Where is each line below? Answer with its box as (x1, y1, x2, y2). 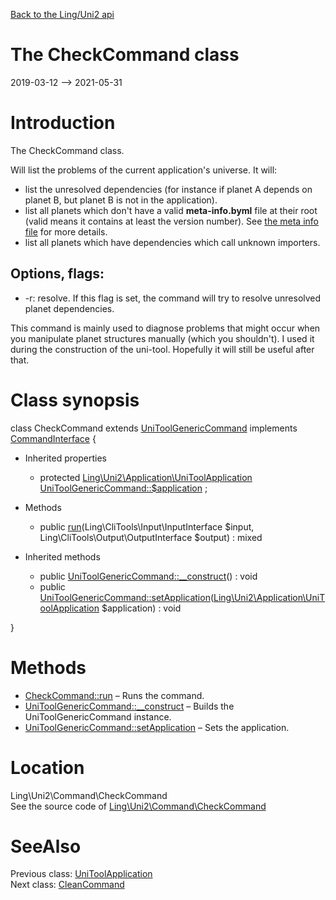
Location (10, 756, 85, 779)
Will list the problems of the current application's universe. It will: (10, 164, 278, 176)
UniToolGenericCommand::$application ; (39, 482, 208, 494)
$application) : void (101, 602, 182, 614)
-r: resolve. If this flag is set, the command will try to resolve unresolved (24, 292, 322, 304)
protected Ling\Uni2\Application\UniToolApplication (39, 471, 253, 483)
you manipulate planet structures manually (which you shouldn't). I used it (10, 332, 315, 344)
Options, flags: (10, 265, 105, 283)
